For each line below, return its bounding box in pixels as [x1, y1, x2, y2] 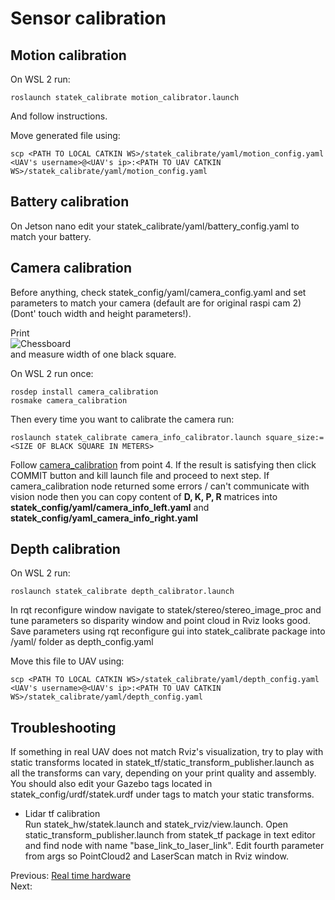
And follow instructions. [10, 110, 108, 122]
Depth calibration [10, 541, 121, 558]
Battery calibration [10, 193, 130, 211]
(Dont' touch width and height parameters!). [10, 307, 192, 319]
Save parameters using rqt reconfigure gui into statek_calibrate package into [10, 625, 326, 637]
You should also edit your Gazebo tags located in [10, 778, 213, 790]
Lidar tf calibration [24, 808, 101, 820]
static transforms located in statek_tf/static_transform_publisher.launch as [10, 757, 315, 769]
